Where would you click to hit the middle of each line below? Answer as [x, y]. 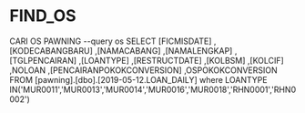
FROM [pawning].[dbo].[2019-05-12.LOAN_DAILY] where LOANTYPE [138, 79]
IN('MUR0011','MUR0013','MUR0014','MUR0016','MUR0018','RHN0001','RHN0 [153, 89]
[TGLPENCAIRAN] [43, 60]
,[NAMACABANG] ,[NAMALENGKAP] [163, 50]
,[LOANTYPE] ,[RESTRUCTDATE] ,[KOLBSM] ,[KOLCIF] [181, 60]
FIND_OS [43, 16]
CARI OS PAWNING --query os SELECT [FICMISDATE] [111, 41]
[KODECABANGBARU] [51, 50]
